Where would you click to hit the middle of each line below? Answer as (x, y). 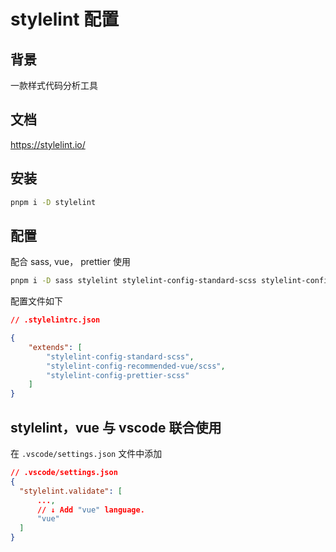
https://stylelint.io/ (48, 144)
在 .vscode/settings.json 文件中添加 (86, 453)
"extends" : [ (55, 347)
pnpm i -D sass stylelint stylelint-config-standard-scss (133, 281)
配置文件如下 (36, 301)
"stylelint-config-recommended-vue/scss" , (136, 366)
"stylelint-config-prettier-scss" (118, 375)
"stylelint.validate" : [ (71, 491)
